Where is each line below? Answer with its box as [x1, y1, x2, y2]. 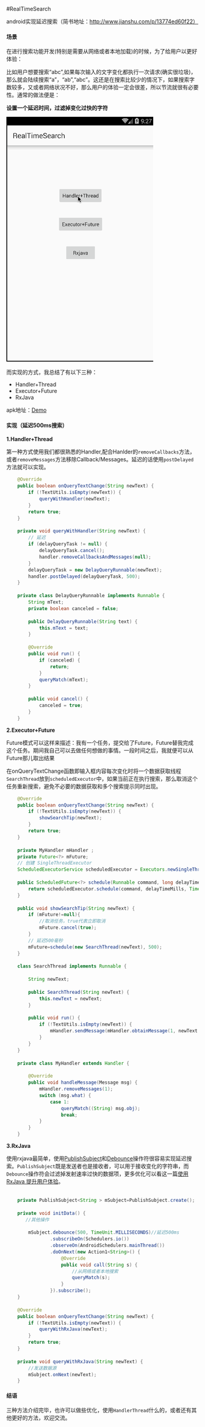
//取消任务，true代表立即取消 [38, 918, 106, 925]
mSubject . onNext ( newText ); [28, 1371, 97, 1377]
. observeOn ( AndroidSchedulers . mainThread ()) [49, 1242, 165, 1249]
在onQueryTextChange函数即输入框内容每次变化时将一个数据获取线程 [6, 767, 182, 775]
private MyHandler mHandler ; [17, 847, 95, 853]
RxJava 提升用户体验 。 [6, 1178, 64, 1185]
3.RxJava [6, 1142, 31, 1150]
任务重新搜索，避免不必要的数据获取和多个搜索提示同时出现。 [6, 783, 162, 790]
